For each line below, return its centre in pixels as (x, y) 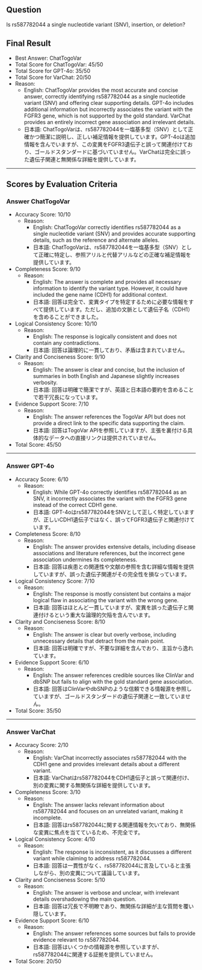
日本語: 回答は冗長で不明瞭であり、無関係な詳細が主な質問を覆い (113, 906)
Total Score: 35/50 (38, 710)
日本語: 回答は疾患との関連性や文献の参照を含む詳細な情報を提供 (113, 567)
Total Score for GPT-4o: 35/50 (53, 71)
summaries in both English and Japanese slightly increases (106, 376)
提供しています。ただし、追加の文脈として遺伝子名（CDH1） (118, 309)
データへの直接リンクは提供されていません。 (104, 438)
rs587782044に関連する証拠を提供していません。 (94, 954)
